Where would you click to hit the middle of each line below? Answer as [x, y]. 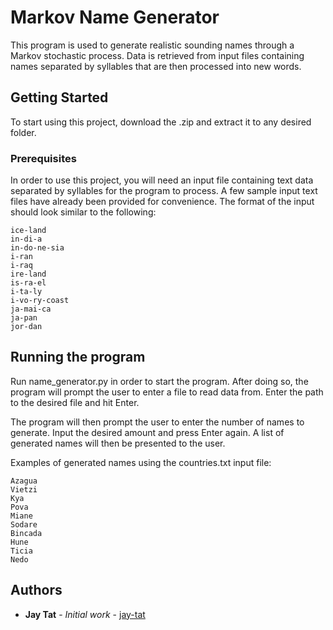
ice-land [28, 231]
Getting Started [59, 97]
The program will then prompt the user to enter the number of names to [157, 422]
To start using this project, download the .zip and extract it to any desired [161, 122]
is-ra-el [28, 283]
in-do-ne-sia [37, 248]
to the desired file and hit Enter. [75, 402]
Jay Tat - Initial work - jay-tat [85, 614]
